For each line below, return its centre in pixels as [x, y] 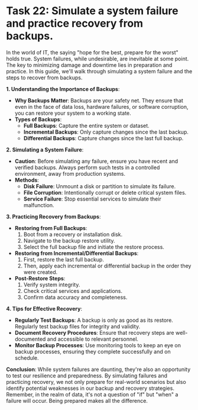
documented [30, 339]
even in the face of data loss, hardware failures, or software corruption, [101, 106]
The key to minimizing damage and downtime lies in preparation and [89, 65]
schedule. [27, 358]
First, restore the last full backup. [64, 259]
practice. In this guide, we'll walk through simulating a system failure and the [99, 71]
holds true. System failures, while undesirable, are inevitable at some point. [98, 59]
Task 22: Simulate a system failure [92, 11]
